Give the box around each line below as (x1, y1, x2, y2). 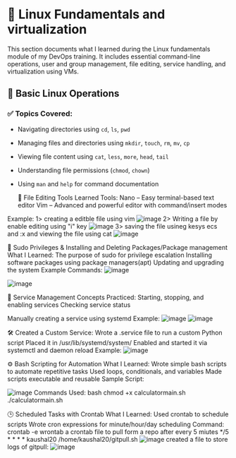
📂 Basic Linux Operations (7, 88, 120, 100)
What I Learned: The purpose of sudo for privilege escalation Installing (7, 251, 213, 259)
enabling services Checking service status (7, 300, 131, 309)
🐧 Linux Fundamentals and (7, 6, 166, 23)
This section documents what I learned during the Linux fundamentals (7, 44, 211, 53)
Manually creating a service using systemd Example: (7, 314, 160, 323)
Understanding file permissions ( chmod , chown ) (17, 166, 150, 174)
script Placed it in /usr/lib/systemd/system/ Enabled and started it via (7, 338, 208, 346)
